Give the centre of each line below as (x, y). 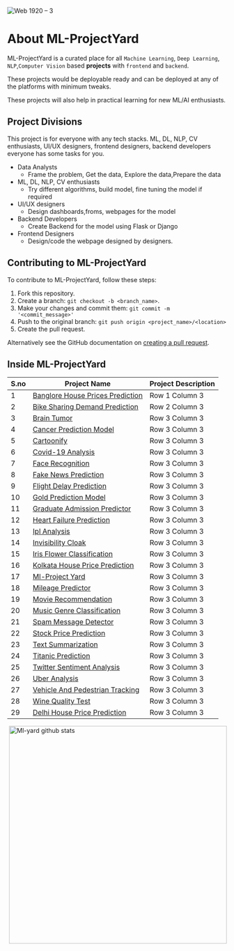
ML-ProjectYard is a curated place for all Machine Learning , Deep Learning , (114, 58)
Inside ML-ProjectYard (57, 364)
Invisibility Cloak (59, 543)
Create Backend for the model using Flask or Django (103, 226)
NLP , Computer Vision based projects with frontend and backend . (98, 65)
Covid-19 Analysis (64, 452)
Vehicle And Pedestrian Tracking (86, 690)
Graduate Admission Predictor (82, 509)
